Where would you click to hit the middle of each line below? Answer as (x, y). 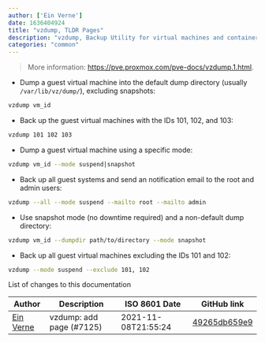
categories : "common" (44, 45)
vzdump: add (74, 318)
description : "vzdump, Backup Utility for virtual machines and (116, 37)
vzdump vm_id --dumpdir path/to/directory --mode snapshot (107, 240)
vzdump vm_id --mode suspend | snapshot (72, 164)
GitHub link (222, 304)
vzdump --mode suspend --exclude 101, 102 (79, 270)
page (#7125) (76, 327)
